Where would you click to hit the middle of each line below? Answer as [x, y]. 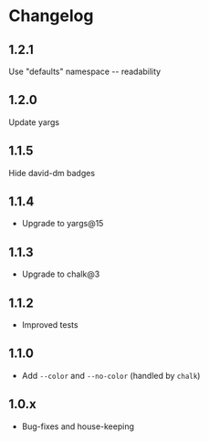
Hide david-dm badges [52, 173]
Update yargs [34, 122]
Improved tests [50, 325]
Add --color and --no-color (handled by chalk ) [111, 375]
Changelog [51, 16]
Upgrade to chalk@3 [61, 274]
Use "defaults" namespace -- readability [85, 71]
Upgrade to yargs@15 [63, 224]
